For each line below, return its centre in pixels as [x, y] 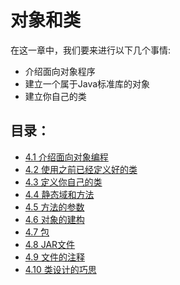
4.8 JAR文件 [50, 244]
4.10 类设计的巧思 [60, 269]
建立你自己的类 [55, 96]
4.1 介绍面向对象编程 [66, 157]
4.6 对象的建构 [54, 219]
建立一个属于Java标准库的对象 [87, 83]
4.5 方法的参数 [54, 207]
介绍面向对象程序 [60, 71]
